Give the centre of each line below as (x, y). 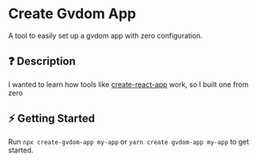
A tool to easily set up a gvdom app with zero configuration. (106, 36)
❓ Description (42, 61)
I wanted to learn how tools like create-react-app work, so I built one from (128, 84)
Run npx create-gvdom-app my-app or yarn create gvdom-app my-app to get (128, 141)
